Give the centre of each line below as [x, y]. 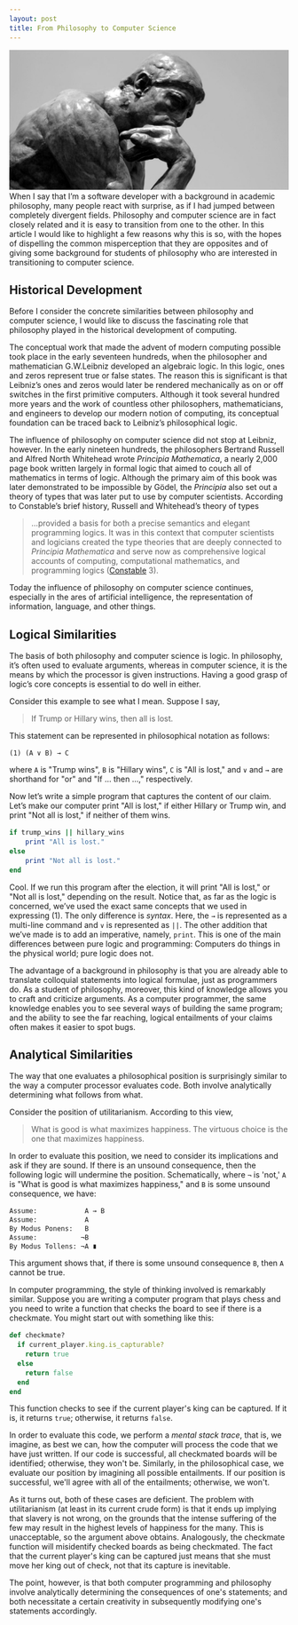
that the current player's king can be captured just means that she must [140, 1556]
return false [49, 1373]
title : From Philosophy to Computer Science [93, 28]
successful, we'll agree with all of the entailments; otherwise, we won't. [140, 1482]
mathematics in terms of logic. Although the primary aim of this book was [143, 478]
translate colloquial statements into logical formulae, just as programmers [143, 979]
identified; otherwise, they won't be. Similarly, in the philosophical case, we [147, 1463]
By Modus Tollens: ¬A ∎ [53, 1247]
